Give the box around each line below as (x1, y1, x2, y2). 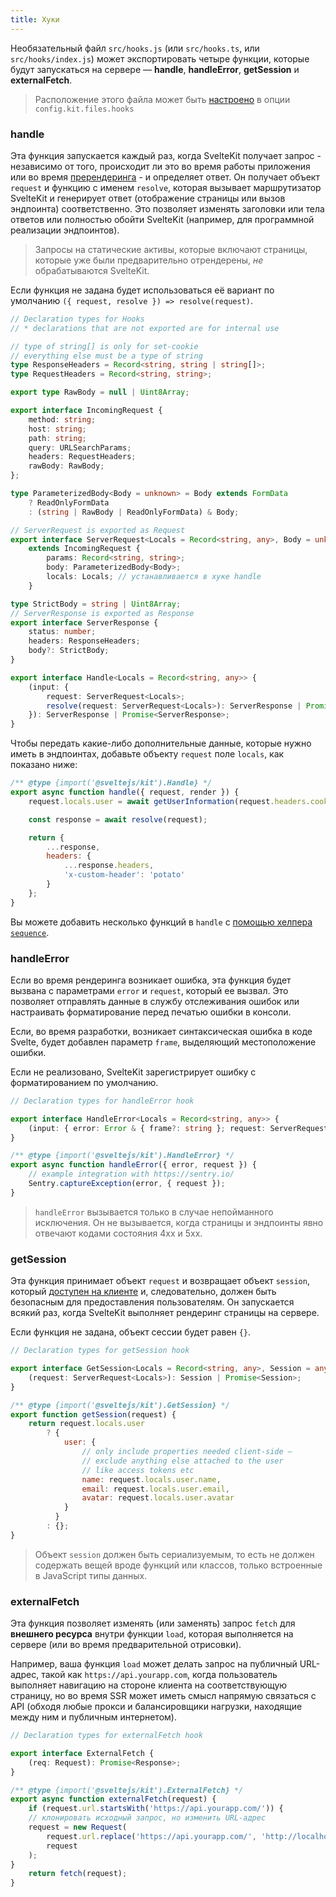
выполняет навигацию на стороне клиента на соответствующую (10, 1679, 288, 1691)
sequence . (10, 926, 50, 938)
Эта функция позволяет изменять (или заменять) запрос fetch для (10, 1617, 296, 1630)
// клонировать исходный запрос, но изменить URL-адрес (28, 1813, 267, 1823)
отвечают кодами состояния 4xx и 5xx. (34, 1227, 203, 1239)
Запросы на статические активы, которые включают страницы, (34, 243, 308, 255)
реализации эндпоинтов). (10, 224, 120, 236)
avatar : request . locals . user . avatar (81, 1493, 235, 1503)
